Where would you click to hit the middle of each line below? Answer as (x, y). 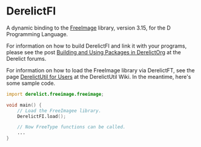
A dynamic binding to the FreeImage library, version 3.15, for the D (89, 28)
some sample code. (31, 83)
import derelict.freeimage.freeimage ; (55, 94)
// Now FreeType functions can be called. (71, 127)
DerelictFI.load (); (42, 116)
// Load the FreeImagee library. (59, 111)
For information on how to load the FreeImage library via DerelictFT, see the (100, 70)
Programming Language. (37, 34)
